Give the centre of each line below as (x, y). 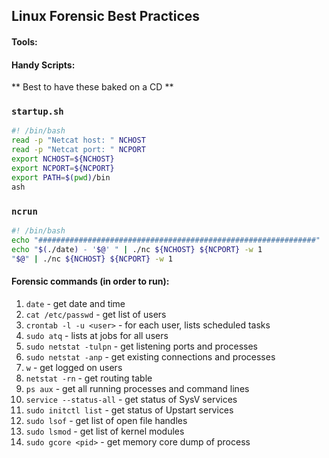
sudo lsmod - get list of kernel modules (105, 431)
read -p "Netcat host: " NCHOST (78, 140)
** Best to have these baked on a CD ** (92, 87)
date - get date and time (75, 303)
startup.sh (37, 112)
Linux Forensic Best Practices (106, 16)
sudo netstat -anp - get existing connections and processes (150, 356)
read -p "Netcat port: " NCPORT (78, 150)
